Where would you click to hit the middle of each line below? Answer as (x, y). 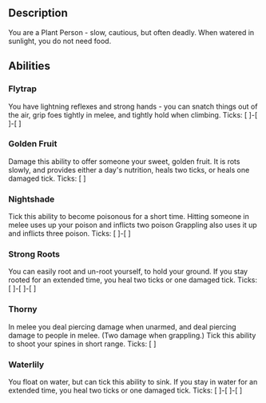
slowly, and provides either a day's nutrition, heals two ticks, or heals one (129, 170)
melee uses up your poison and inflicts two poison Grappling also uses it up (133, 225)
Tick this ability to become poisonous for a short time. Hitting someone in (129, 217)
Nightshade (32, 199)
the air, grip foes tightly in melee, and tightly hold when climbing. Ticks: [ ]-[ (133, 114)
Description (38, 13)
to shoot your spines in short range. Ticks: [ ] (82, 344)
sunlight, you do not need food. (60, 41)
